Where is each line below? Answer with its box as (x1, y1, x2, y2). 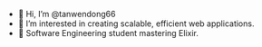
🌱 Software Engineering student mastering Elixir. (17, 28, 199, 38)
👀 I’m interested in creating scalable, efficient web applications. (17, 18, 255, 29)
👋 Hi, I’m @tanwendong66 (17, 9, 116, 19)
